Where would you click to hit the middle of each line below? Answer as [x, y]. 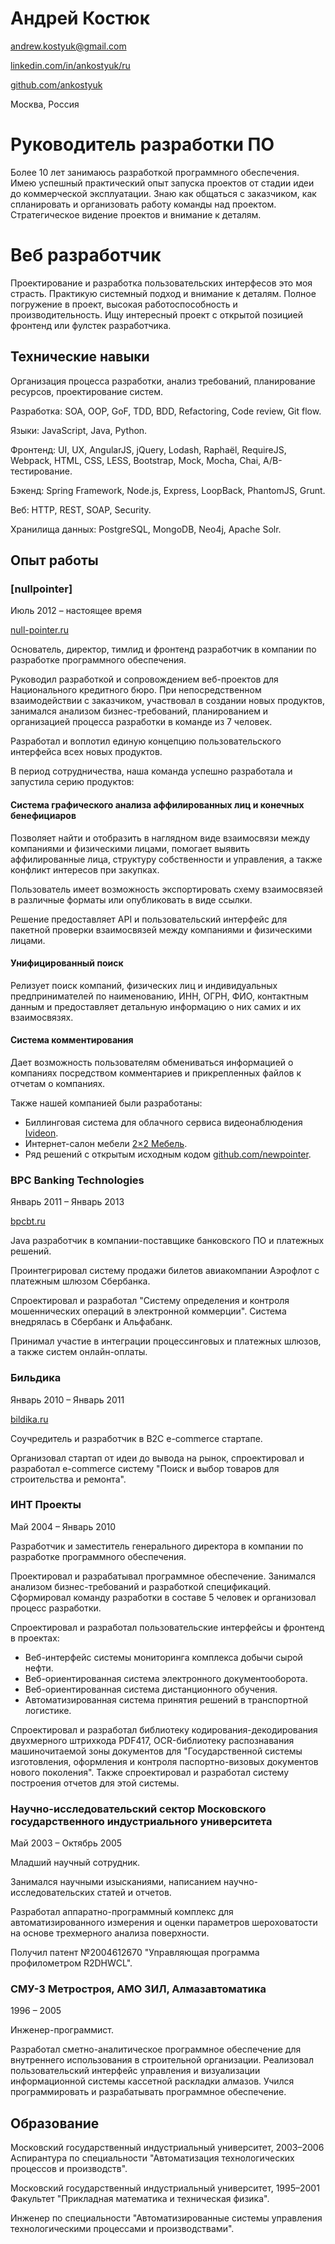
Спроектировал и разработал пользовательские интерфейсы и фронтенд [167, 1627]
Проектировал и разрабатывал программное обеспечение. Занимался [163, 1576]
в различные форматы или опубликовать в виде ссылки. [131, 899]
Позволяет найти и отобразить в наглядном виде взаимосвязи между [160, 838]
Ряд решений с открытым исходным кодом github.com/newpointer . [168, 1154]
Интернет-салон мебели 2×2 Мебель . [106, 1143]
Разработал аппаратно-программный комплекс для [122, 1912]
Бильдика [36, 1378]
